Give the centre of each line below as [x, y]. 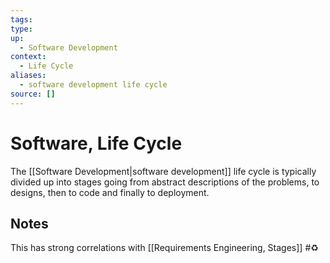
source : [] [33, 94]
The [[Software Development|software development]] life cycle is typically [163, 171]
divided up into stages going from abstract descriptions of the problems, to [165, 182]
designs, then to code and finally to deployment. [110, 192]
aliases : [28, 76]
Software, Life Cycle [96, 143]
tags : [21, 19]
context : [28, 57]
